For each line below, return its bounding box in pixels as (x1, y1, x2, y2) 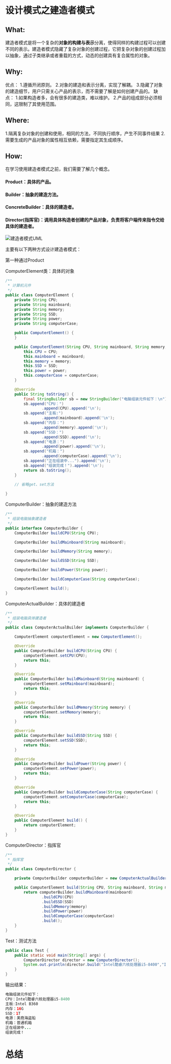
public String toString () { (14, 392, 74, 397)
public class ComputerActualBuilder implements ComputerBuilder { (5, 625, 149, 630)
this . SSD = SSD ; (23, 363, 58, 368)
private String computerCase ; (14, 321, 79, 327)
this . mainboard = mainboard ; (23, 354, 85, 359)
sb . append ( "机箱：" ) (23, 449, 65, 454)
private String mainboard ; (14, 302, 72, 307)
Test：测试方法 (5, 938, 37, 944)
